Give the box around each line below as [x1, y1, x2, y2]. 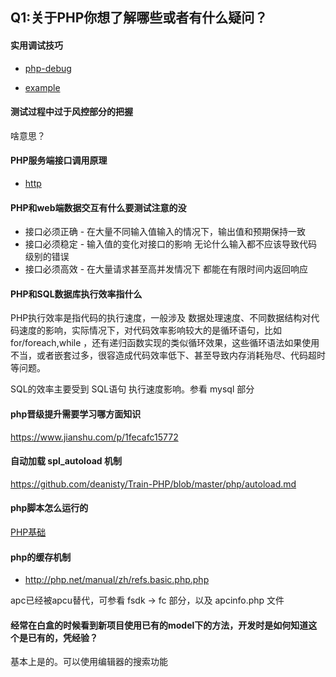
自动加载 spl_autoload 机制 [10, 455, 122, 467]
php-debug [24, 62, 72, 74]
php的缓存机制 [10, 551, 72, 563]
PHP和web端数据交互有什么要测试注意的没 [10, 201, 187, 213]
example [24, 81, 61, 93]
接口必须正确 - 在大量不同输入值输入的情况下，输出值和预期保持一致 [24, 226, 307, 238]
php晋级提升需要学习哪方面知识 [10, 408, 142, 420]
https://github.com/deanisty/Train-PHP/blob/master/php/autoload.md [10, 478, 297, 490]
